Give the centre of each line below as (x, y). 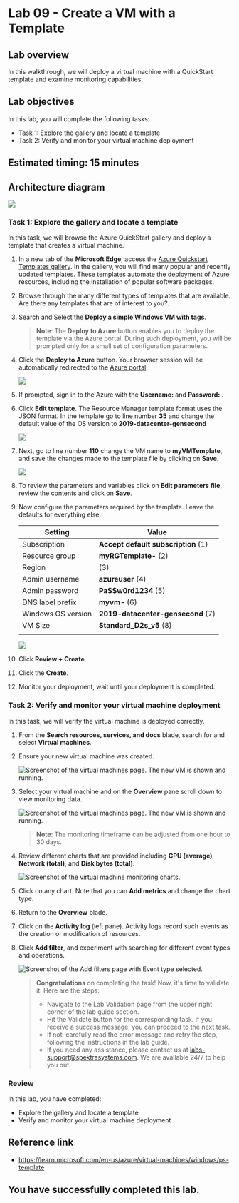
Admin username (51, 579)
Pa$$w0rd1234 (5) (132, 591)
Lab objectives (41, 102)
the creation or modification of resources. (79, 933)
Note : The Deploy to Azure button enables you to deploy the (125, 331)
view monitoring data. (50, 799)
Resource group (49, 556)
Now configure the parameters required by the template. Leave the (116, 507)
